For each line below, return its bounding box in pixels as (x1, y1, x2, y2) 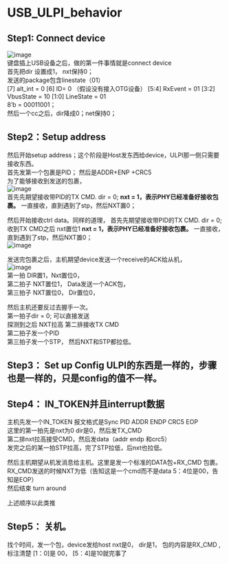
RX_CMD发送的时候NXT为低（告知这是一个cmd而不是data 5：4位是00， (7, 467, 212, 475)
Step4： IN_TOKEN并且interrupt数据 (7, 398, 165, 410)
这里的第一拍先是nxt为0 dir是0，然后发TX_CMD (7, 426, 142, 435)
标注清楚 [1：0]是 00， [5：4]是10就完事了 (7, 549, 127, 557)
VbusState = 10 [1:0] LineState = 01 (7, 92, 107, 101)
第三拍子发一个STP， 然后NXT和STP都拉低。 (7, 337, 135, 345)
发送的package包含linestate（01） (7, 76, 105, 84)
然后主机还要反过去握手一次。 (7, 303, 91, 311)
